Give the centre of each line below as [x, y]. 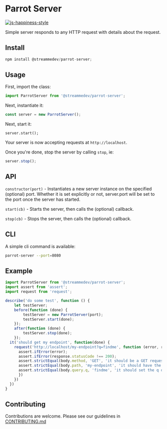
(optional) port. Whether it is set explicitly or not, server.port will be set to [80, 194]
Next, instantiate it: [24, 106]
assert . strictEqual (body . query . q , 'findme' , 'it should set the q [88, 370]
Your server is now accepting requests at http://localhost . [66, 143]
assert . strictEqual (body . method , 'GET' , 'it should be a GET [83, 361]
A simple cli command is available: [40, 246]
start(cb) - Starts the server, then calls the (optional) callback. [70, 209]
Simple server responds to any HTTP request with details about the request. [83, 32]
